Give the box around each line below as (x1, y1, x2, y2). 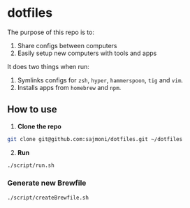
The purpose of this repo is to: (7, 28, 94, 36)
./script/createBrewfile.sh (7, 194, 89, 201)
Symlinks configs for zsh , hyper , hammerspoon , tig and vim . (17, 75, 184, 84)
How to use (7, 103, 57, 116)
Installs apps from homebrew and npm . (17, 83, 122, 91)
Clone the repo (17, 122, 61, 131)
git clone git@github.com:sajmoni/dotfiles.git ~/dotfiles (7, 135, 183, 142)
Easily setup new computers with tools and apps (17, 49, 157, 57)
